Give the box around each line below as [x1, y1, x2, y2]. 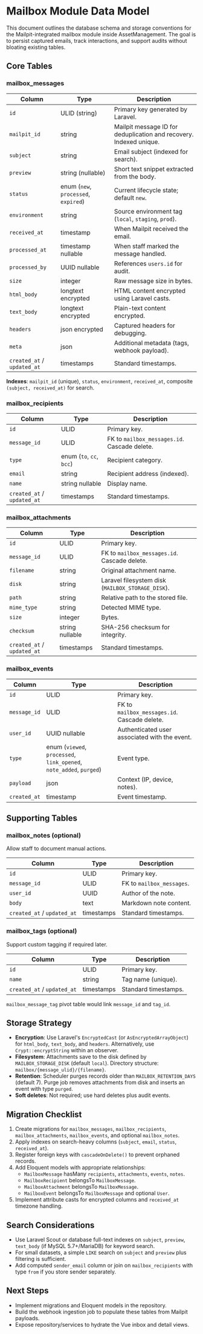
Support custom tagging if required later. [6, 940, 108, 948]
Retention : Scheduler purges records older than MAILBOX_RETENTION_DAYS [14, 1072, 196, 1080]
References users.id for [114, 259, 183, 267]
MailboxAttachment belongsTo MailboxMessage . [24, 1183, 139, 1191]
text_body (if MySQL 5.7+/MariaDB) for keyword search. [14, 1242, 155, 1249]
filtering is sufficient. [14, 1255, 66, 1262]
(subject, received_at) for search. [6, 384, 95, 391]
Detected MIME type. [101, 604, 161, 612]
